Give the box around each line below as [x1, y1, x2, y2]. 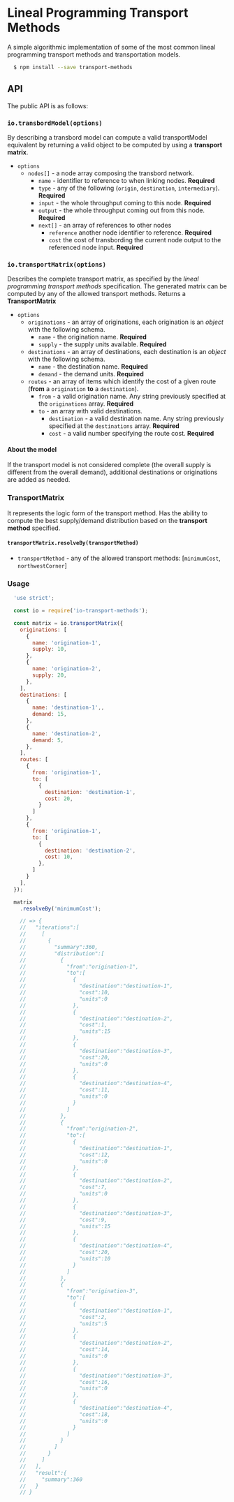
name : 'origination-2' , [32, 665, 101, 672]
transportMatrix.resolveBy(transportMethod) [7, 540, 139, 547]
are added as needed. [7, 476, 71, 484]
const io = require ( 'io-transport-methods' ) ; [13, 608, 149, 614]
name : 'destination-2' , [32, 730, 101, 737]
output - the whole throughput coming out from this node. [38, 206, 205, 214]
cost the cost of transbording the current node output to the [48, 235, 221, 244]
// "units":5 [20, 1320, 108, 1327]
